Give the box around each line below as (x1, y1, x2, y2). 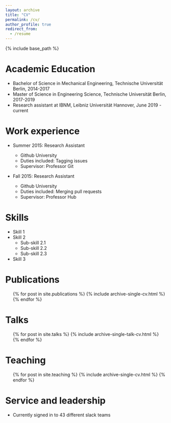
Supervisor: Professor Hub (20, 194, 77, 200)
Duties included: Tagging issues (20, 157, 88, 164)
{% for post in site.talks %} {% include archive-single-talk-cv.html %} (12, 331, 159, 337)
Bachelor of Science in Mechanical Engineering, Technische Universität (12, 80, 163, 86)
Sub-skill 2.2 (20, 245, 47, 251)
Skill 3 (12, 256, 26, 262)
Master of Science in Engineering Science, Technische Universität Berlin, (12, 91, 166, 97)
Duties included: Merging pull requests (20, 188, 102, 195)
